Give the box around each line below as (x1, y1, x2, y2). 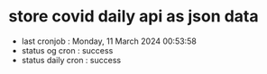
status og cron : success (21, 45, 114, 55)
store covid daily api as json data (8, 6, 259, 27)
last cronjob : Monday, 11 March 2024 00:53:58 (21, 36, 198, 46)
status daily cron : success (21, 54, 122, 65)
